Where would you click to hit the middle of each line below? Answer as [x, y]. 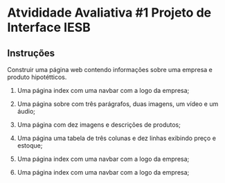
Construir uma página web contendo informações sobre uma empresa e [110, 70]
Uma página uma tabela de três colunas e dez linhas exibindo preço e [117, 138]
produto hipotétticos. [37, 77]
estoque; [30, 146]
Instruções [31, 53]
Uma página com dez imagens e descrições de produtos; [99, 125]
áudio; [26, 111]
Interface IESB [49, 27]
